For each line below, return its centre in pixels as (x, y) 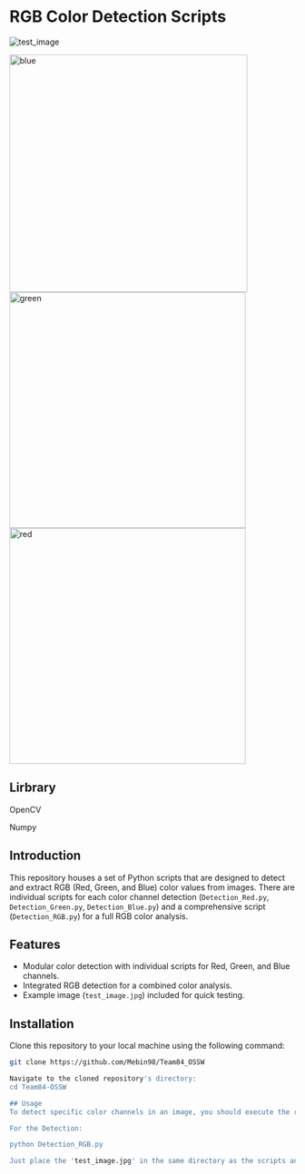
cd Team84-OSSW (38, 1087)
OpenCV (25, 809)
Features (35, 944)
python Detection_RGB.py (56, 1145)
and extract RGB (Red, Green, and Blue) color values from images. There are (152, 887)
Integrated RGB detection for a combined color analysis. (128, 985)
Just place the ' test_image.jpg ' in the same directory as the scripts (148, 1161)
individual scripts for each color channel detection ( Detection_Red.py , (139, 896)
